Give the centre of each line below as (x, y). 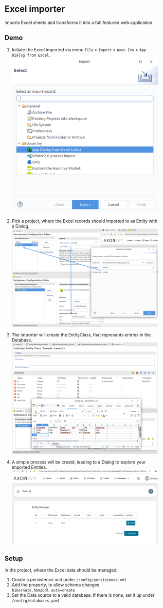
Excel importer (35, 9)
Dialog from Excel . (31, 55)
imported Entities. (29, 467)
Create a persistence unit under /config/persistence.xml (69, 580)
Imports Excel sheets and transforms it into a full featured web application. (79, 22)
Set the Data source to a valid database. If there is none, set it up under (83, 595)
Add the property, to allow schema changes (55, 585)
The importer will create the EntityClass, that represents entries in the (81, 335)
